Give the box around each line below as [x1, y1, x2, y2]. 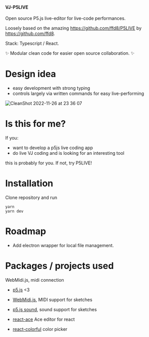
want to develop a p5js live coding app [12, 145, 93, 151]
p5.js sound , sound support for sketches [12, 306, 97, 312]
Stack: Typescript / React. [5, 41, 59, 47]
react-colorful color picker [12, 326, 68, 332]
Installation [5, 178, 54, 189]
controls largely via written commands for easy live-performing [12, 90, 144, 96]
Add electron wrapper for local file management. [12, 242, 114, 248]
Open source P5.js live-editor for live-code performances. [5, 15, 126, 21]
